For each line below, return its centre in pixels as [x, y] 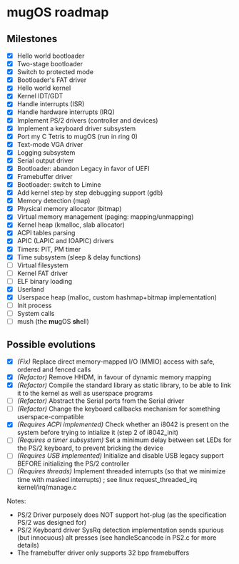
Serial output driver [45, 160]
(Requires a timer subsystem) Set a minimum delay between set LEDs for [124, 440]
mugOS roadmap [58, 12]
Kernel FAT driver [42, 273]
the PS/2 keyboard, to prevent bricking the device [90, 448]
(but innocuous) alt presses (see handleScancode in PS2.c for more [117, 537]
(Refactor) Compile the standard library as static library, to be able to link [124, 385]
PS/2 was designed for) [52, 522]
